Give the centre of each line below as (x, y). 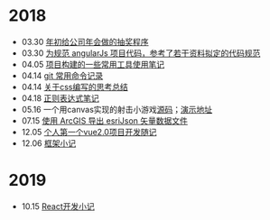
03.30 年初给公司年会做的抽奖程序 (85, 41)
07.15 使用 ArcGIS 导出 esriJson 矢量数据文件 (105, 120)
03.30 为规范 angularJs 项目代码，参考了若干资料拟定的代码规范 (141, 53)
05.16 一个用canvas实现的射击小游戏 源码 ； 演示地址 (117, 109)
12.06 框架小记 (49, 143)
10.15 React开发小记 (58, 206)
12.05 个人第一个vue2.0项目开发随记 (89, 132)
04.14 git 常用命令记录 (62, 75)
